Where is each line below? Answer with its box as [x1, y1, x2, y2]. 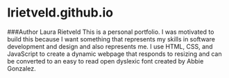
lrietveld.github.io [7, 5, 114, 21]
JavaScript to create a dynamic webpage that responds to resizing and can [7, 50, 222, 58]
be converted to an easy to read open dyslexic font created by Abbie [7, 57, 204, 65]
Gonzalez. [7, 64, 36, 72]
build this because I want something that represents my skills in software [7, 35, 215, 43]
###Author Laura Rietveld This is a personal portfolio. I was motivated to [7, 28, 214, 36]
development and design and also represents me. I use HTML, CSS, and [7, 42, 213, 50]
